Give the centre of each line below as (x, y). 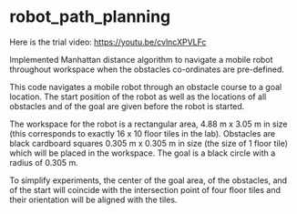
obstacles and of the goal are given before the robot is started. (127, 106)
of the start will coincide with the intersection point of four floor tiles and (145, 189)
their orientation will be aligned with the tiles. (93, 199)
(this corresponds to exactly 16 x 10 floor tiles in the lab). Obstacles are (143, 133)
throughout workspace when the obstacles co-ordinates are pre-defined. (147, 69)
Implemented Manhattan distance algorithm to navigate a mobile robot (141, 59)
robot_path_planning (90, 17)
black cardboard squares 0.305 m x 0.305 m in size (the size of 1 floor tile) (149, 143)
